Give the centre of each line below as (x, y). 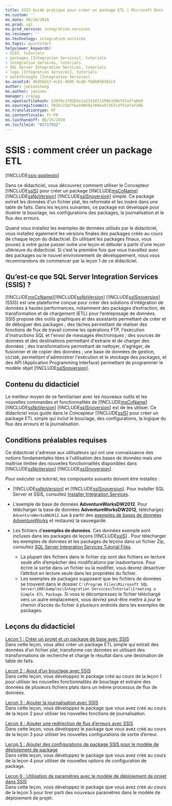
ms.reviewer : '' (23, 34)
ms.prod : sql (19, 24)
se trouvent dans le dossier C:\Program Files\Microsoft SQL (84, 584)
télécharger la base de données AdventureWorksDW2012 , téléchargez (88, 510)
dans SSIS (16, 781)
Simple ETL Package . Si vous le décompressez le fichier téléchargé (90, 594)
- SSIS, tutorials (25, 53)
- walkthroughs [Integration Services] (48, 77)
